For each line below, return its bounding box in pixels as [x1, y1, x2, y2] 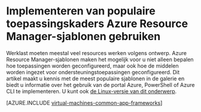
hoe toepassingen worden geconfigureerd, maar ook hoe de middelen [6, 62, 179, 69]
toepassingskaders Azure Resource [6, 17, 188, 31]
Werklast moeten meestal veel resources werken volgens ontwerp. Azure [6, 49, 187, 56]
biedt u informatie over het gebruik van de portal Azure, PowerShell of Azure [6, 81, 195, 88]
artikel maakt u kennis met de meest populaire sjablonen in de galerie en [6, 75, 185, 82]
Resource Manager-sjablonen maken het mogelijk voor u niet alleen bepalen [6, 56, 194, 63]
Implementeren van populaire [6, 4, 156, 18]
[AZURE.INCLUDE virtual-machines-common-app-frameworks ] [6, 99, 163, 106]
